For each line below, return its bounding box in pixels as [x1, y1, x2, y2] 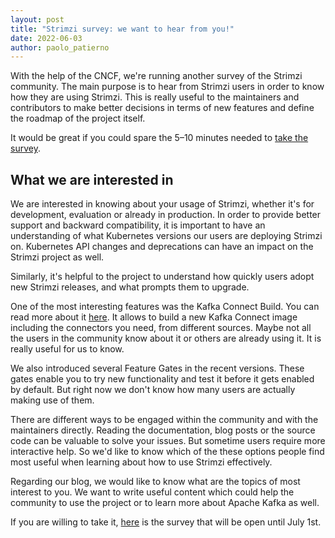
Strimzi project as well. [10, 251, 105, 263]
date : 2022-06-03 [10, 33, 83, 43]
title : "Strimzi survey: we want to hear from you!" [10, 24, 235, 34]
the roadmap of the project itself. [10, 112, 146, 125]
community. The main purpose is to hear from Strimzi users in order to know [10, 81, 325, 93]
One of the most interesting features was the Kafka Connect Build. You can [10, 301, 320, 313]
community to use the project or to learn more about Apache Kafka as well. [10, 497, 320, 509]
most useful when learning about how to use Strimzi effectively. [10, 456, 273, 468]
